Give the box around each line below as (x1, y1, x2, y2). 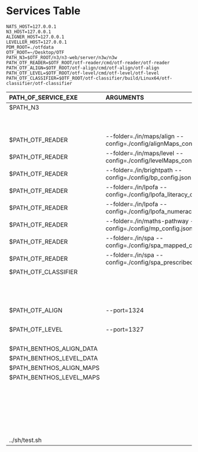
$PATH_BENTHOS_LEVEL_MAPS (9, 373, 100, 381)
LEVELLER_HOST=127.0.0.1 (6, 39, 67, 45)
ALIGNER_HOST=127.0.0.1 (6, 34, 65, 40)
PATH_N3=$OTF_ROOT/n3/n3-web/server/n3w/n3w (6, 54, 117, 60)
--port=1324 (105, 306, 144, 314)
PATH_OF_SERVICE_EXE (9, 93, 78, 101)
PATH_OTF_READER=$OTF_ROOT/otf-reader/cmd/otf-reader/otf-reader (6, 60, 170, 65)
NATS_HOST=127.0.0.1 (6, 24, 57, 30)
